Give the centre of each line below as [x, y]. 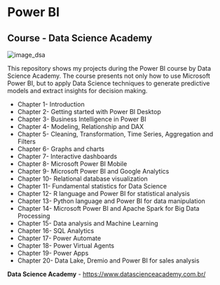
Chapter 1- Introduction [51, 104]
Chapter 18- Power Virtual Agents [66, 245]
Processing [34, 216]
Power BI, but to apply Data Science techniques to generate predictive [109, 83]
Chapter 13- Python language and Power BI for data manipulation [111, 201]
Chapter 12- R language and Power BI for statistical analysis [104, 194]
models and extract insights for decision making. [77, 91]
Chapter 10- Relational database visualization [83, 179]
